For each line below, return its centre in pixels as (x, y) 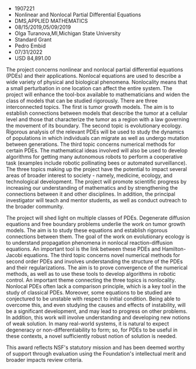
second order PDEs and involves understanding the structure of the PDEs (94, 261)
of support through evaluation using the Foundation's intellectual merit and (96, 353)
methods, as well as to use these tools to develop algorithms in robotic (91, 274)
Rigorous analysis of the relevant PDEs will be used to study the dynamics (95, 132)
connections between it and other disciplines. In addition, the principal (91, 194)
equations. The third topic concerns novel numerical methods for (102, 255)
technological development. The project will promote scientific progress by (97, 182)
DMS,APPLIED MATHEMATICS (51, 21)
